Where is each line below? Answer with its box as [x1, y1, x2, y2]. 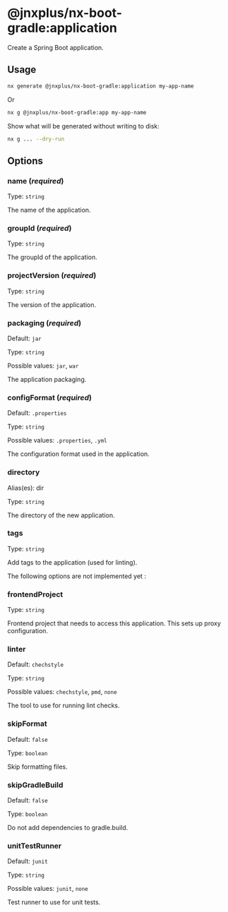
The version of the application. [7, 300, 97, 308]
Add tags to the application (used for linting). [7, 558, 138, 566]
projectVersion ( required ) [7, 270, 97, 280]
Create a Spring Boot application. [7, 43, 104, 52]
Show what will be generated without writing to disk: [7, 121, 160, 130]
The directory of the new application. [7, 510, 115, 520]
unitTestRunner [7, 841, 62, 851]
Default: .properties [7, 409, 67, 417]
